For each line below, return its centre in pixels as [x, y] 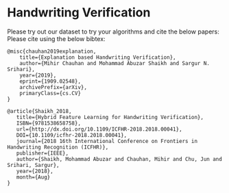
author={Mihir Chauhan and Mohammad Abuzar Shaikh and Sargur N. [115, 63]
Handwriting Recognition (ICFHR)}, [58, 147]
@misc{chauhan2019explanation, [52, 51]
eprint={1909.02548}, [50, 81]
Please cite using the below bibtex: [56, 38]
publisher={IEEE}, [43, 153]
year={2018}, [35, 171]
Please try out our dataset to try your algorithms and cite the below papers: [113, 31]
